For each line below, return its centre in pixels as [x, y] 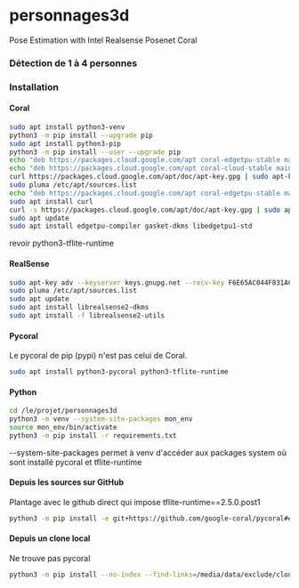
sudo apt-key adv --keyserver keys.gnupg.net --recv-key [117, 282]
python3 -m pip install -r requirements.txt [93, 435]
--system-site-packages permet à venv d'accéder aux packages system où [148, 452]
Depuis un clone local [50, 538]
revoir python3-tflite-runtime [61, 243]
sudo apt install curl [51, 201]
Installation [34, 87]
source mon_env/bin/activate [63, 427]
